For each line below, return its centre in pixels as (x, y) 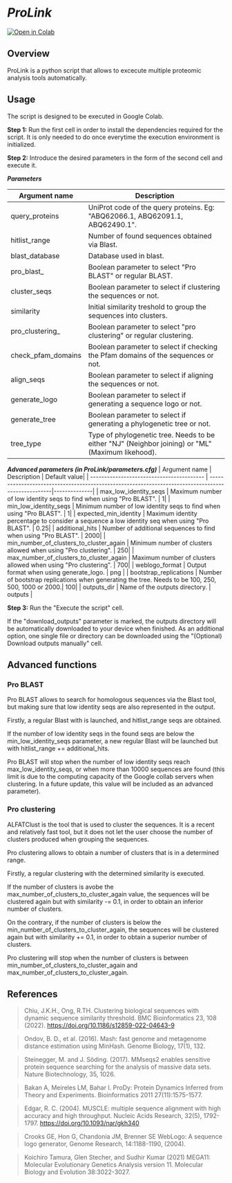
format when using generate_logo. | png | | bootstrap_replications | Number (115, 572)
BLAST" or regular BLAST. (130, 276)
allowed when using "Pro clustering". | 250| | (71, 550)
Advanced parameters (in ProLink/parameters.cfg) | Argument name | (109, 469)
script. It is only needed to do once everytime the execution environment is (114, 137)
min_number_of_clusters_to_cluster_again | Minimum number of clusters (110, 543)
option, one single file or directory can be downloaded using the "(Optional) (115, 635)
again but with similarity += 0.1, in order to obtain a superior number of (107, 937)
